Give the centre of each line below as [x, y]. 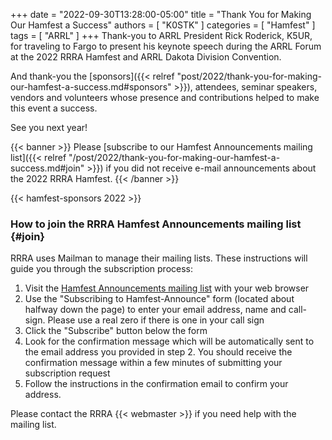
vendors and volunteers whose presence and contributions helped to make [165, 97]
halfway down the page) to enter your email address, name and [155, 310]
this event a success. [54, 108]
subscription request [67, 373]
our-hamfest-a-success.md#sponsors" [91, 87]
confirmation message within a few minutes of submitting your [153, 363]
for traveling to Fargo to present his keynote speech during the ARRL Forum [166, 46]
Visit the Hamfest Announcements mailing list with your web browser [167, 288]
